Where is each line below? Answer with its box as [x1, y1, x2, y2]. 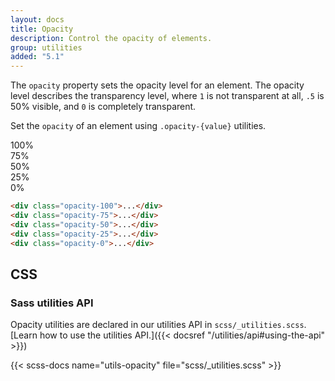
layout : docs [10, 14, 65, 25]
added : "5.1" [10, 52, 65, 62]
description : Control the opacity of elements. [10, 33, 213, 43]
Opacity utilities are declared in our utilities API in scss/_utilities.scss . [10, 319, 307, 331]
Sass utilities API [10, 296, 94, 310]
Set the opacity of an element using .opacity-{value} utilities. [10, 120, 267, 132]
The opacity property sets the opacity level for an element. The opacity [10, 79, 305, 91]
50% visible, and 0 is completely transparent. [10, 101, 197, 113]
